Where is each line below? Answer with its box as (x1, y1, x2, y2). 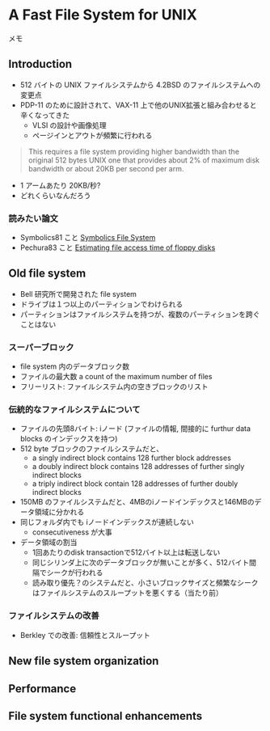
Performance (8, 682, 77, 695)
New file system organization (8, 654, 159, 668)
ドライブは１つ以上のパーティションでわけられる (19, 299, 184, 309)
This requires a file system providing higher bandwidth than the (27, 146, 240, 156)
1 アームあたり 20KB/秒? (19, 180, 101, 190)
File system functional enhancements (8, 709, 203, 723)
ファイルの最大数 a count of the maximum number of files (19, 372, 213, 382)
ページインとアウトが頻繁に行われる (32, 130, 153, 140)
